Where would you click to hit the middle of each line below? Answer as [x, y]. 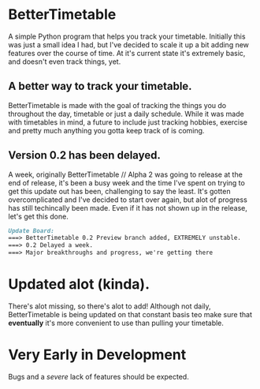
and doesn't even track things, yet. [65, 62]
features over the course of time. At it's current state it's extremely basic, [127, 53]
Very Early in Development [97, 355]
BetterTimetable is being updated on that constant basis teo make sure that [130, 314]
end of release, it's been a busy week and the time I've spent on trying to [127, 182]
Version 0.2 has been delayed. [85, 155]
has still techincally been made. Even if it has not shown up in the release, [128, 208]
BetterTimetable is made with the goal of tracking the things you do [117, 105]
